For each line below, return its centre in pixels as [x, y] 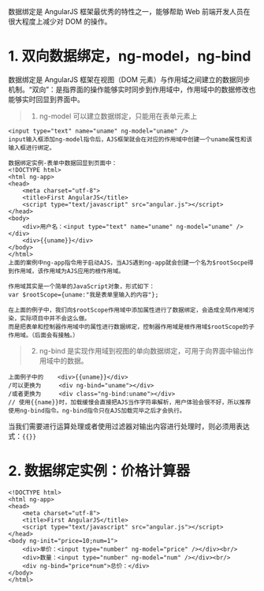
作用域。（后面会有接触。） [43, 335]
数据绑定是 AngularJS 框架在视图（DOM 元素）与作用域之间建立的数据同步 [129, 79]
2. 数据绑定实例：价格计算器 [99, 471]
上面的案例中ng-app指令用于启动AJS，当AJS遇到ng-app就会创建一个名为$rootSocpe [128, 263]
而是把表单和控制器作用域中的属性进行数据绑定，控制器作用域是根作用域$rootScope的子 [131, 327]
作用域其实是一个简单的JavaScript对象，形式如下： [82, 286]
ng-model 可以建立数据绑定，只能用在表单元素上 [118, 116]
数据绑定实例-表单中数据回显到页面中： [63, 163]
